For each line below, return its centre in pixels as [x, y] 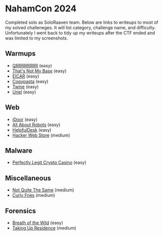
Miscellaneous [28, 178]
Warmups [20, 54]
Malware [19, 151]
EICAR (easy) [26, 76]
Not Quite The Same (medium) [43, 190]
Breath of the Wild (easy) [37, 223]
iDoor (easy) [25, 119]
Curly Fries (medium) [34, 195]
